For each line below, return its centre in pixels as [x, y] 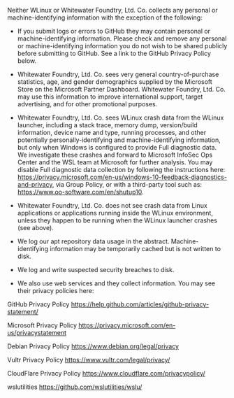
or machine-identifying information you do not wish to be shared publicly [122, 46]
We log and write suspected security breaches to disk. [96, 270]
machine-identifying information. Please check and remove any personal [122, 38]
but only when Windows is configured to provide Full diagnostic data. [117, 147]
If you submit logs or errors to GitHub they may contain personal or [114, 31]
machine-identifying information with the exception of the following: [105, 17]
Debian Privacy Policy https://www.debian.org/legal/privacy [93, 346]
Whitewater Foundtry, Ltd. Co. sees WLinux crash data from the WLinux [120, 118]
